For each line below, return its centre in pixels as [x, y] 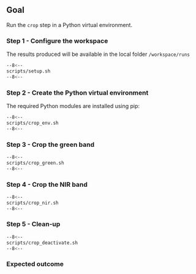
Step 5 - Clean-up [33, 224]
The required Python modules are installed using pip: [73, 106]
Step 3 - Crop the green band [51, 144]
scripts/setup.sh [28, 71]
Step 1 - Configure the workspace [57, 41]
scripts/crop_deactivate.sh [42, 243]
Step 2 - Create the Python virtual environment [77, 93]
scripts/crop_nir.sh [33, 203]
